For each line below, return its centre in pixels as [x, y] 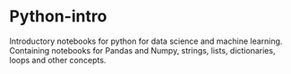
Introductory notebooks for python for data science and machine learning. [146, 41]
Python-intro [58, 16]
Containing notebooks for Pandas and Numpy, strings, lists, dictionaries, [142, 50]
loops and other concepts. [58, 60]
